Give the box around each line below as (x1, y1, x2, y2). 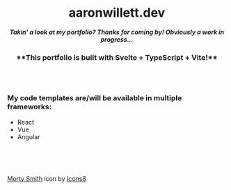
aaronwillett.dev (68, 5, 166, 21)
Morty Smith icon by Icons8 (7, 174, 87, 182)
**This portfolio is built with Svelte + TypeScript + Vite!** (16, 52, 218, 62)
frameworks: (7, 102, 52, 112)
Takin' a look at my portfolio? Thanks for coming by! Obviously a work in (9, 28, 225, 36)
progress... (100, 35, 134, 43)
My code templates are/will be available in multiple (7, 93, 182, 103)
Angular (17, 132, 40, 141)
